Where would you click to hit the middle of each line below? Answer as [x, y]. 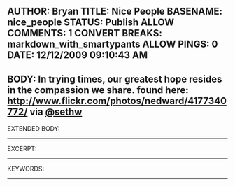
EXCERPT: [22, 149]
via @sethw [56, 112]
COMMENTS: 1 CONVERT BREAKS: [85, 33]
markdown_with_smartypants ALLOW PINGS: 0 [113, 44]
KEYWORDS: [26, 169]
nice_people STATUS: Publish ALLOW [91, 23]
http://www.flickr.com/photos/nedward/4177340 [117, 101]
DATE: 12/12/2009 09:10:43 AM [78, 55]
